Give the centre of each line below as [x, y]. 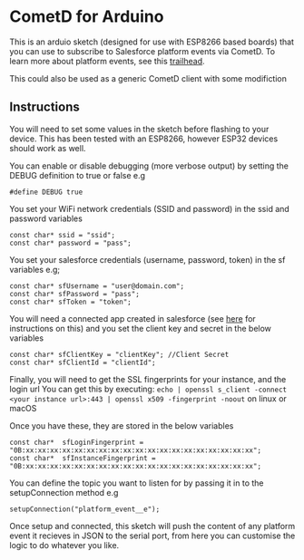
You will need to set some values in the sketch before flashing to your [139, 129]
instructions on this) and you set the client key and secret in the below [141, 328]
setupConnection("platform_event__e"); [85, 509]
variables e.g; [35, 269]
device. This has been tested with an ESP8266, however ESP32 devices [144, 139]
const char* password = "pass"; [70, 243]
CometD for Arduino [87, 17]
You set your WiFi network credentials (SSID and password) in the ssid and [150, 208]
